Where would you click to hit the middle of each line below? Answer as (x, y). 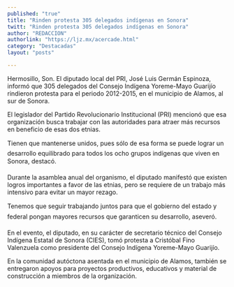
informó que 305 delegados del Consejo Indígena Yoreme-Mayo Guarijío (112, 86)
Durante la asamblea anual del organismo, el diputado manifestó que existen (117, 177)
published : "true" (34, 14)
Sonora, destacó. (32, 161)
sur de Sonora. (29, 101)
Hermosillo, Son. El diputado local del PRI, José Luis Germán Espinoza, (109, 78)
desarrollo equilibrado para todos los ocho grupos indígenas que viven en (114, 153)
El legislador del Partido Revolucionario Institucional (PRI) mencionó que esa (117, 114)
